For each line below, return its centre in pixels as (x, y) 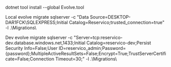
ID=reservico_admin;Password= (92, 48)
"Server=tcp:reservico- (98, 38)
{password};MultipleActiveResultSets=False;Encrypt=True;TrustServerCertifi (86, 53)
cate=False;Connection (30, 59)
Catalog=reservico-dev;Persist (119, 43)
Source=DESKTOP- (111, 17)
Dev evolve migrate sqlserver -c (39, 38)
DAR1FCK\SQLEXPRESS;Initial (36, 22)
